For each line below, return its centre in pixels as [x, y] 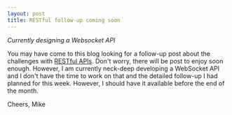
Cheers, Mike [27, 104]
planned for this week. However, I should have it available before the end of [116, 83]
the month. [23, 91]
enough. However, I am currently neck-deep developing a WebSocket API [114, 68]
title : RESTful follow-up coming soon [64, 20]
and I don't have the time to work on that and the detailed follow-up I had [113, 76]
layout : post [26, 14]
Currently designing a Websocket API [61, 40]
